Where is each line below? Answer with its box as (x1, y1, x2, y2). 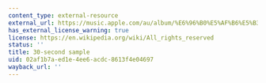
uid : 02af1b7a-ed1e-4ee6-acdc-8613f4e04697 (8, 56, 154, 64)
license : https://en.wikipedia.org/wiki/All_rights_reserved (8, 33, 215, 42)
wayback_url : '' (8, 63, 62, 71)
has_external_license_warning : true (8, 26, 129, 34)
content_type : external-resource (8, 11, 119, 20)
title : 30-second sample (8, 48, 90, 56)
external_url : (8, 19, 55, 27)
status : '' (8, 41, 44, 49)
